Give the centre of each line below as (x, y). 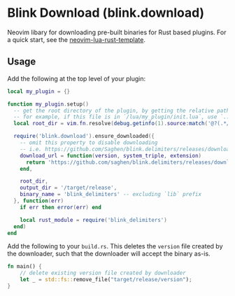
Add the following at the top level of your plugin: (76, 78)
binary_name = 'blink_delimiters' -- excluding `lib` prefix (111, 195)
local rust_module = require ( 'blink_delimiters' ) (94, 220)
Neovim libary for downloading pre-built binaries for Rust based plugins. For (117, 32)
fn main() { (24, 267)
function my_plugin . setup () (48, 104)
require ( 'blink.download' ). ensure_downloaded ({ (84, 136)
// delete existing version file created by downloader (103, 273)
